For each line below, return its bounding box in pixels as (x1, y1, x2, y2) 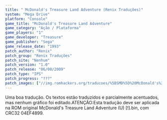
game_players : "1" (5, 30, 43, 35)
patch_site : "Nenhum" (5, 58, 50, 63)
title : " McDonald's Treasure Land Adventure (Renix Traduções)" (5, 7, 143, 12)
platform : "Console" (5, 16, 48, 21)
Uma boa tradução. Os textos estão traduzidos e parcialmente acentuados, (5, 94, 159, 100)
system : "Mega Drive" (5, 12, 50, 17)
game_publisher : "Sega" (5, 40, 55, 44)
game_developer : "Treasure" (5, 35, 64, 40)
